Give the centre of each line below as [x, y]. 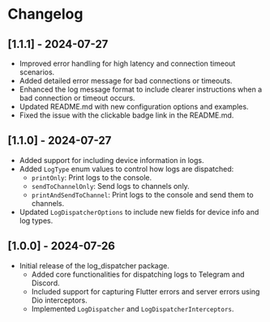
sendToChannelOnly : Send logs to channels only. [110, 186]
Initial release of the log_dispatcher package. [94, 265]
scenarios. [37, 72]
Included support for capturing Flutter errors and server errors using [146, 291]
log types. [36, 221]
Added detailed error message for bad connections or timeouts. [126, 81]
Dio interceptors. [59, 300]
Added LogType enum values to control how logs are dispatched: [126, 169]
